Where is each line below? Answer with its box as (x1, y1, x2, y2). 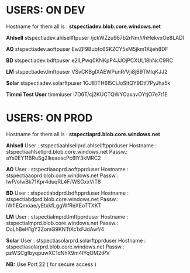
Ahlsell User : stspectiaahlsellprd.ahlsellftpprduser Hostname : (6, 141, 157, 149)
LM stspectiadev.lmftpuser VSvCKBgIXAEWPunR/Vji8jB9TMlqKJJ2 (6, 68, 168, 75)
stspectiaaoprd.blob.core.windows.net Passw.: (6, 172, 119, 179)
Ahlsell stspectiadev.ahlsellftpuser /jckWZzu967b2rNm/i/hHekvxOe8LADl (6, 34, 184, 41)
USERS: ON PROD (6, 112, 93, 125)
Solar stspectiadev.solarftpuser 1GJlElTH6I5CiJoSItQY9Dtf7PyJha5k (6, 80, 171, 87)
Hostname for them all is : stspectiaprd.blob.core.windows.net (6, 130, 161, 137)
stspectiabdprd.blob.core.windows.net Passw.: (6, 195, 119, 202)
